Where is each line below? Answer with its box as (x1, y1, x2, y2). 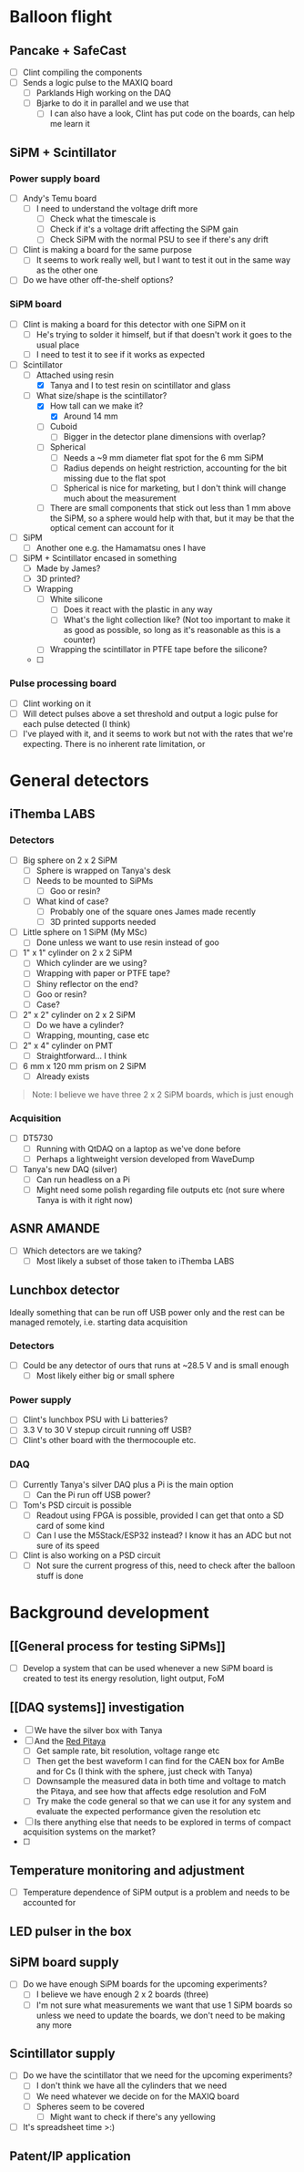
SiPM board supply (9, 1955, 120, 1969)
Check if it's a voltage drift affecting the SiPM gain (49, 223, 238, 234)
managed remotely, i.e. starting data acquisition (9, 1316, 188, 1327)
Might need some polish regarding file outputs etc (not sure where (35, 1184, 285, 1195)
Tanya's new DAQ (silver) (22, 1163, 118, 1174)
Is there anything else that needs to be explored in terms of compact (34, 1817, 291, 1828)
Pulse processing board (9, 677, 117, 690)
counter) (63, 634, 96, 645)
